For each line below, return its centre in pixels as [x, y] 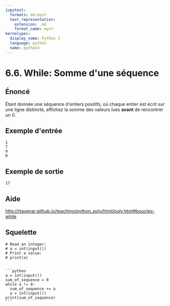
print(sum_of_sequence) [31, 298]
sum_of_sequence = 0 [27, 280]
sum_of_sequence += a [33, 289]
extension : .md [31, 24]
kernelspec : [18, 34]
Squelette [21, 232]
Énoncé [18, 92]
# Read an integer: [26, 244]
